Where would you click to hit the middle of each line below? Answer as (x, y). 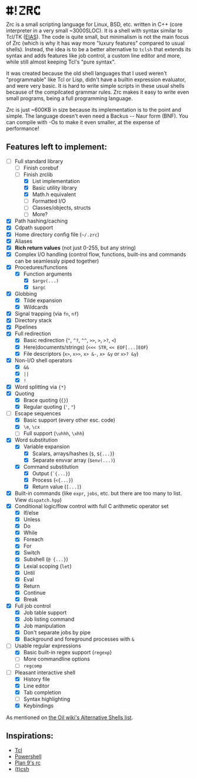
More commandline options (56, 659)
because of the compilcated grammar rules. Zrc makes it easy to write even (98, 92)
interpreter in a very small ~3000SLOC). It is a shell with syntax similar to (94, 31)
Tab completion (42, 692)
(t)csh (22, 769)
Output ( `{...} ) (51, 473)
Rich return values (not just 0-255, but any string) (75, 247)
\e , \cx (31, 427)
